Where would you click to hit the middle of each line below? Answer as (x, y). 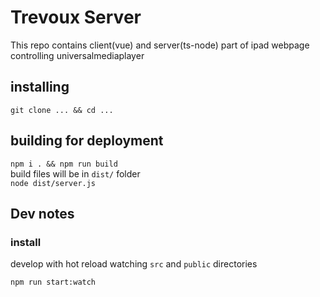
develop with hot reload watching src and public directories (134, 264)
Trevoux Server (76, 17)
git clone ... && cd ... (62, 110)
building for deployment (87, 141)
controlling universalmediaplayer (77, 55)
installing (40, 87)
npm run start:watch (53, 282)
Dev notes (42, 213)
